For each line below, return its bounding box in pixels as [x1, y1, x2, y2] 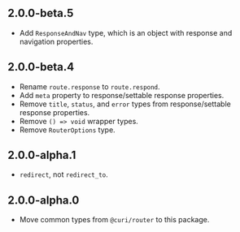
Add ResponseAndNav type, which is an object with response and [19, 28, 233, 37]
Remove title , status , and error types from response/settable [19, 99, 231, 109]
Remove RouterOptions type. [19, 125, 116, 135]
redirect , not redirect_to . [19, 170, 109, 179]
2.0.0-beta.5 [7, 6, 74, 20]
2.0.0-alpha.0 [7, 193, 80, 207]
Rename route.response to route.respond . [19, 81, 160, 92]
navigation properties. [19, 37, 94, 46]
